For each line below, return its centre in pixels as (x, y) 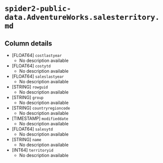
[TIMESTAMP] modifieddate (40, 118)
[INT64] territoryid (33, 150)
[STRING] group (28, 97)
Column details (28, 43)
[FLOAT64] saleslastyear (38, 76)
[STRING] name (26, 139)
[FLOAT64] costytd (31, 66)
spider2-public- (38, 9)
